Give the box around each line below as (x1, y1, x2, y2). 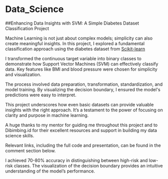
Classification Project (5, 25, 49, 31)
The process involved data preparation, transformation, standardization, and (5, 81, 163, 87)
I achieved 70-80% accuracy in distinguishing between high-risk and (5, 157, 148, 163)
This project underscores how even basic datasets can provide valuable (5, 101, 154, 107)
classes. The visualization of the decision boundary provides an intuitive (14, 162, 163, 168)
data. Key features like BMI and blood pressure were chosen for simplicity (5, 66, 158, 72)
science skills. (5, 132, 34, 138)
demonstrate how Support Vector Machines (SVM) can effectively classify (5, 61, 158, 67)
